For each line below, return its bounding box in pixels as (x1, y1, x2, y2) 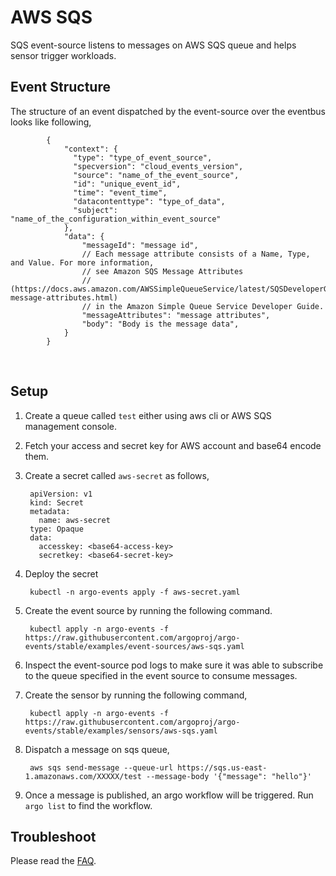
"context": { (63, 144, 118, 154)
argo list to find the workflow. (24, 799, 153, 811)
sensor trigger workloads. (10, 49, 117, 61)
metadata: (29, 506, 71, 516)
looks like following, (10, 116, 92, 128)
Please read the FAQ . (10, 855, 97, 867)
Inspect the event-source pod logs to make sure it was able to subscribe (24, 659, 324, 671)
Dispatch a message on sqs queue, (24, 743, 170, 755)
